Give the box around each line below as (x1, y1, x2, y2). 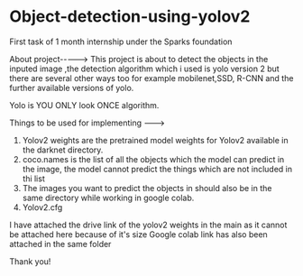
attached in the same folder (9, 238, 112, 249)
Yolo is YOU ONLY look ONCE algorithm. (9, 99, 160, 110)
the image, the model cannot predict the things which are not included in (22, 163, 293, 174)
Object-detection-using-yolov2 (9, 6, 251, 27)
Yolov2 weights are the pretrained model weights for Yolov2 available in (22, 134, 289, 145)
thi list (22, 173, 45, 184)
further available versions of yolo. (9, 82, 134, 93)
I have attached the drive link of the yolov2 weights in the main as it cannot (9, 219, 288, 230)
